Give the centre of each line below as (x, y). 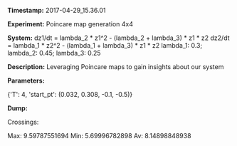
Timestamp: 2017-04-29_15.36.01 (57, 10)
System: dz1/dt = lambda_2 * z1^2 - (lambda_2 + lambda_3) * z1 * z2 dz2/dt (118, 38)
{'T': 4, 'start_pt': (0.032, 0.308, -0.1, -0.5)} (70, 94)
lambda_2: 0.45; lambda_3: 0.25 (54, 53)
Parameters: (26, 80)
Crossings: (23, 122)
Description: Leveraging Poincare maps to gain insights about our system (116, 67)
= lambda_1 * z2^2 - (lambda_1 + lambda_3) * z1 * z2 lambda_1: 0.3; (105, 45)
